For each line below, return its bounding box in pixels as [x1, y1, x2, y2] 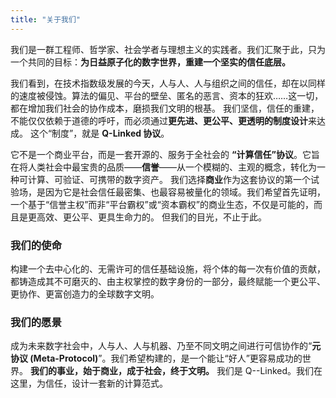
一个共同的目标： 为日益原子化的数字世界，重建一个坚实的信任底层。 [10, 56, 291, 68]
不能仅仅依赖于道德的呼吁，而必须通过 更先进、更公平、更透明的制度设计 [10, 114, 308, 126]
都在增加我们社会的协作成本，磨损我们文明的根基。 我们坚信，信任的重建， [10, 102, 320, 114]
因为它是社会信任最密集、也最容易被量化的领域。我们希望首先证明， [44, 186, 326, 198]
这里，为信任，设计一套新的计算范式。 [10, 377, 168, 390]
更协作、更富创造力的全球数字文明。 [10, 287, 160, 300]
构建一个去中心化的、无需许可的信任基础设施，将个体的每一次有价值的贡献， [10, 262, 326, 275]
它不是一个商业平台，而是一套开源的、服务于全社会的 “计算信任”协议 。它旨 [10, 148, 320, 160]
